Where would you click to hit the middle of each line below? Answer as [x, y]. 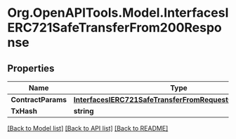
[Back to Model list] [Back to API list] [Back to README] [88, 128]
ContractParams [39, 100]
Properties [31, 68]
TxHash [24, 111]
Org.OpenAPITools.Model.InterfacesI [118, 13]
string [84, 111]
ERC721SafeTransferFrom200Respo [115, 28]
